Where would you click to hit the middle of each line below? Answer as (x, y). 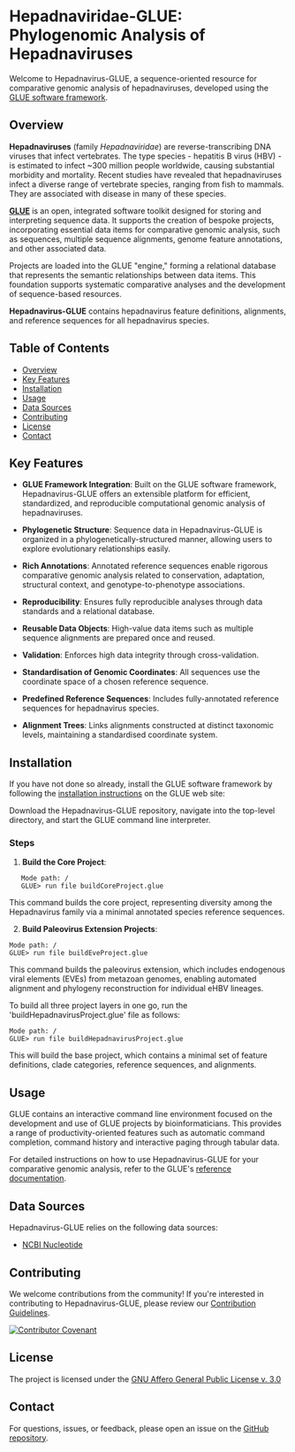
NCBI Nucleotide (52, 1245)
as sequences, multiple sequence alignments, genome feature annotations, (146, 239)
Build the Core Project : (64, 862)
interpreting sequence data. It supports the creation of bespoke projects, (142, 220)
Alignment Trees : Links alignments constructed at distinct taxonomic (147, 726)
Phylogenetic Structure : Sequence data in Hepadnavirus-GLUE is (142, 530)
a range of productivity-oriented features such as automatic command (137, 1133)
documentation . (38, 1178)
